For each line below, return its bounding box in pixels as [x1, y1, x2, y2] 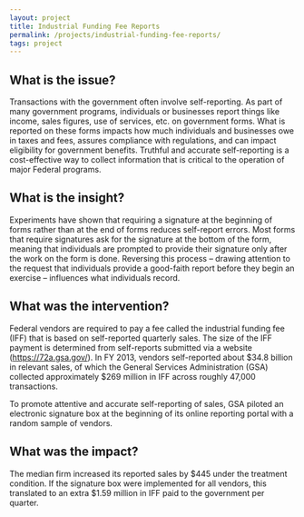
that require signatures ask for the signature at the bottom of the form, [9, 234, 272, 244]
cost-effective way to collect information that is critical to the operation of [9, 154, 285, 165]
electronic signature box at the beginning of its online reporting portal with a [9, 408, 294, 419]
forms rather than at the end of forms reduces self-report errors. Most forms [9, 224, 296, 234]
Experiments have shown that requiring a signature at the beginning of [9, 214, 273, 225]
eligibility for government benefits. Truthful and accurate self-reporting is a [9, 144, 289, 155]
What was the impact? [9, 444, 139, 460]
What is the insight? [9, 190, 125, 205]
